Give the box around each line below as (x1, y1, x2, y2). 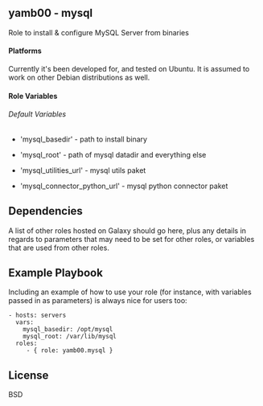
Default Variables (8, 109, 67, 119)
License (8, 368, 49, 382)
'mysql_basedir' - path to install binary (19, 134, 147, 144)
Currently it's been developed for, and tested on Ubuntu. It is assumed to (8, 64, 250, 74)
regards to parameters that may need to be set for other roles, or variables (8, 234, 255, 244)
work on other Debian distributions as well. (8, 72, 150, 83)
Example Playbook (8, 266, 103, 280)
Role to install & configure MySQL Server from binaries (8, 27, 189, 37)
